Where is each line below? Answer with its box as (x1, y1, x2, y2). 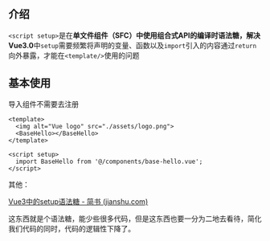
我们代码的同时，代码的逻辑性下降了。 (8, 223, 135, 233)
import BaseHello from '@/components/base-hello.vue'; (15, 157, 203, 165)
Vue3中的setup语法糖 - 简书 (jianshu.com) (8, 196, 149, 206)
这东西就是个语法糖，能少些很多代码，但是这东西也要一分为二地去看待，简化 (8, 214, 262, 223)
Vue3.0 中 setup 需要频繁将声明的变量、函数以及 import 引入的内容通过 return (8, 40, 257, 50)
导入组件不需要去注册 (8, 99, 79, 108)
